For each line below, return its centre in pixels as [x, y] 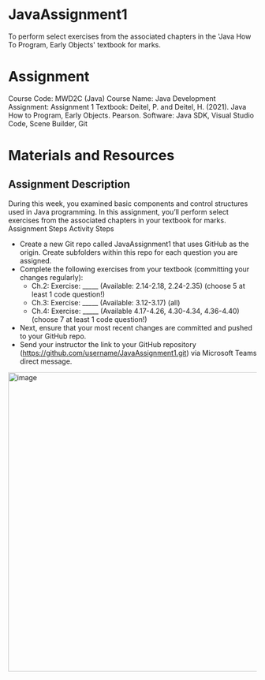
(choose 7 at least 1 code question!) [89, 319]
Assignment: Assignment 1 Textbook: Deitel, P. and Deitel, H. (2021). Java [127, 106]
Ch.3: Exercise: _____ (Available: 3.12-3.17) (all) [106, 302]
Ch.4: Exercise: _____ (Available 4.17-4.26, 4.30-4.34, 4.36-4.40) [135, 311]
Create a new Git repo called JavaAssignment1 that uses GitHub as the [134, 244]
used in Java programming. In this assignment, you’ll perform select [118, 211]
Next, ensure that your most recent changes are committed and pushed [136, 327]
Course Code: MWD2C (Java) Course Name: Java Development [112, 98]
